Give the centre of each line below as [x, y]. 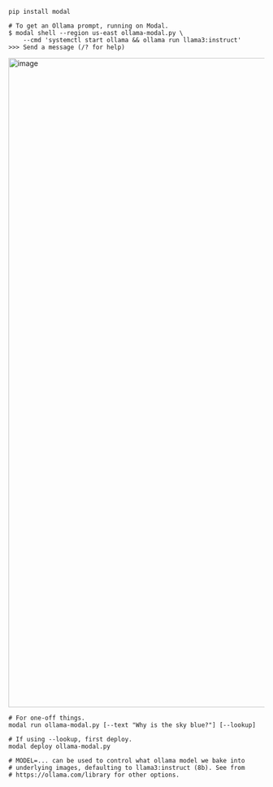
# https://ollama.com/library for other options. [94, 775]
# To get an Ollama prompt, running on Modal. [89, 26]
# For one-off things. [47, 718]
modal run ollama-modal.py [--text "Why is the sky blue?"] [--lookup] [132, 725]
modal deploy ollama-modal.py [60, 746]
